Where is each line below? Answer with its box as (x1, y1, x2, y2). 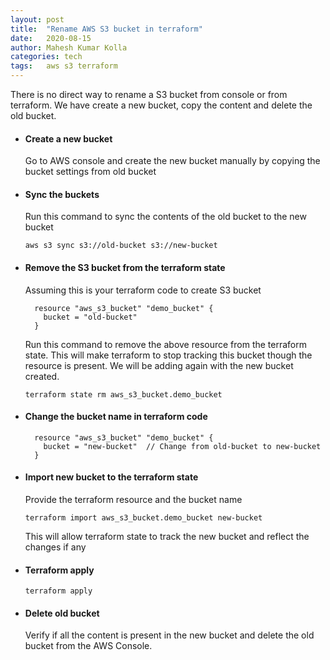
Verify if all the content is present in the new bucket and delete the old (24, 629, 315, 641)
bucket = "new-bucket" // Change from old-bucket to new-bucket (43, 441, 322, 451)
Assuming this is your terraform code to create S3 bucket (24, 284, 262, 296)
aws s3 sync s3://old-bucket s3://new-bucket (24, 241, 218, 251)
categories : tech (10, 52, 83, 62)
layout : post (10, 14, 65, 25)
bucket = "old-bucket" (43, 312, 138, 322)
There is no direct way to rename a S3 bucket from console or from (10, 89, 288, 100)
